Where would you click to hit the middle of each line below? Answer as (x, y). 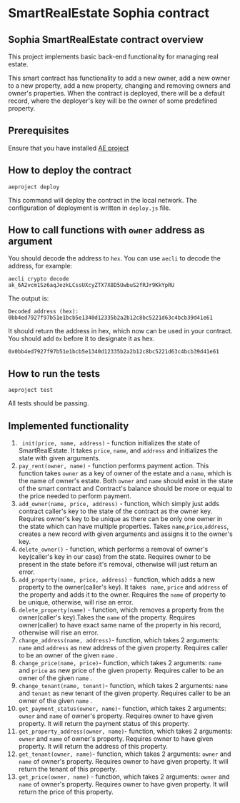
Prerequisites (39, 131)
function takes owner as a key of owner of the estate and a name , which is (125, 473)
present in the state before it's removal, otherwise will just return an (118, 565)
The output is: (29, 298)
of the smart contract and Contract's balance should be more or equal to (125, 489)
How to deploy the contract (70, 170)
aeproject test (31, 390)
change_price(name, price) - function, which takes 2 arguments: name (120, 663)
